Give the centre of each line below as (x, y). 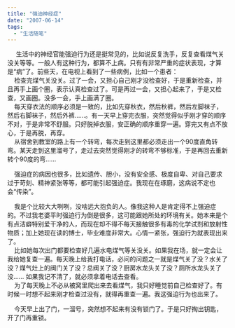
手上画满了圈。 (96, 98)
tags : (15, 27)
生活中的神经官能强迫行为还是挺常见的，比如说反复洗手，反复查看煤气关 (120, 54)
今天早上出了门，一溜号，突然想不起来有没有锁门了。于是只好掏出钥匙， (118, 309)
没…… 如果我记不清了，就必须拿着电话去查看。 (75, 277)
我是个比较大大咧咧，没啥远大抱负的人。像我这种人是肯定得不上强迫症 (115, 207)
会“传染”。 (22, 192)
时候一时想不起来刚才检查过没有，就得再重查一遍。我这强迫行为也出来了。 (114, 294)
